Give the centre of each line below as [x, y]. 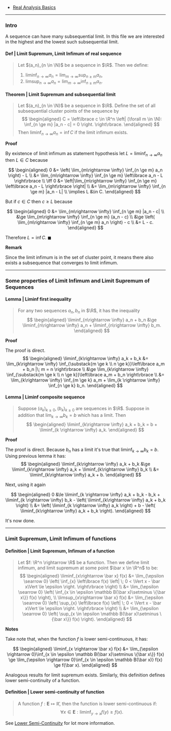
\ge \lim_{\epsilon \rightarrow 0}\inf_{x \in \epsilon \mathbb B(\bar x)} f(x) [85, 660]
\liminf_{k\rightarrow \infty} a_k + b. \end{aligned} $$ [85, 475]
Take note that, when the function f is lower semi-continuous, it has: [77, 639]
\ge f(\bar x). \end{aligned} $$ [85, 665]
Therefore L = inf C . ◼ [28, 237]
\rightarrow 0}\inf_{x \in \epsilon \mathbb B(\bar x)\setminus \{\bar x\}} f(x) [85, 654]
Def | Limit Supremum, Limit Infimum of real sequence [64, 54]
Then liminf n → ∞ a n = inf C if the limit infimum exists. [73, 133]
